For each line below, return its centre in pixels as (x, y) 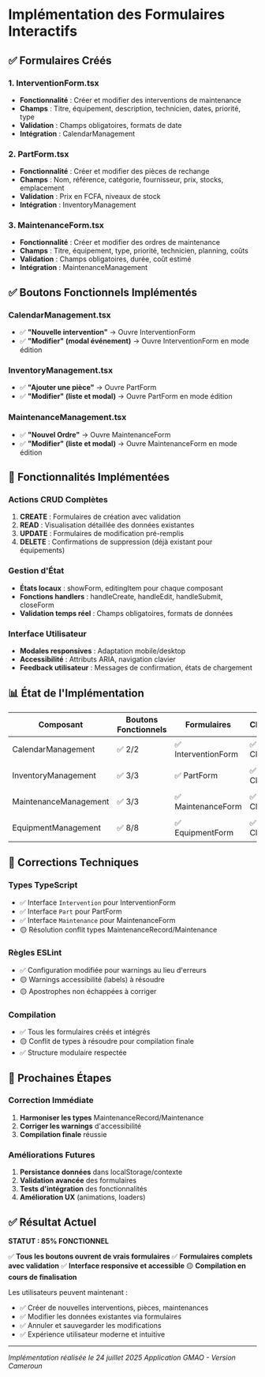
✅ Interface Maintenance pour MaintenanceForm (97, 920)
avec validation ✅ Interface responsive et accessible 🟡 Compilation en (127, 1266)
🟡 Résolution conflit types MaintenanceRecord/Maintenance (118, 929)
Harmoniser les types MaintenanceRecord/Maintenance (112, 1117)
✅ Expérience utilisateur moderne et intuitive (92, 1334)
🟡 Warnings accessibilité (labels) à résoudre (92, 979)
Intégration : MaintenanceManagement (84, 268)
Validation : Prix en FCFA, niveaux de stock (90, 197)
